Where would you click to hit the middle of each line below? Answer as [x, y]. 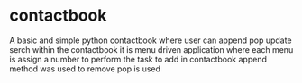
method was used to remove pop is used [85, 69]
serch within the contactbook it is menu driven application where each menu [151, 49]
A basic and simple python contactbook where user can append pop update [151, 40]
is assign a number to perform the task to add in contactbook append [138, 59]
